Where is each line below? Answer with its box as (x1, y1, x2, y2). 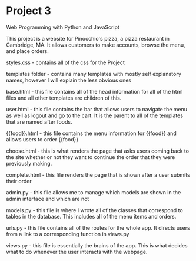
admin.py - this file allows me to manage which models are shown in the (6, 189, 181, 196)
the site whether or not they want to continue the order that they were (6, 153, 175, 160)
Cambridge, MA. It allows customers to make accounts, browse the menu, (6, 41, 185, 48)
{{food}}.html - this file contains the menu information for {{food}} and (6, 130, 177, 137)
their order (6, 177, 32, 184)
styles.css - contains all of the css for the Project (6, 59, 125, 66)
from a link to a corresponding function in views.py (6, 230, 129, 237)
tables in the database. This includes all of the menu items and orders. (6, 213, 177, 220)
